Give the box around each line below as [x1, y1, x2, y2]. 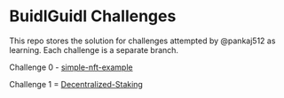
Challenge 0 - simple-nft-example [9, 62, 133, 72]
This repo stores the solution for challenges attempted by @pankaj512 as [9, 35, 276, 46]
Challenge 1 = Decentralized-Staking [9, 79, 144, 89]
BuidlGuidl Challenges [9, 6, 177, 26]
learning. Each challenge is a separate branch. [9, 44, 179, 55]
